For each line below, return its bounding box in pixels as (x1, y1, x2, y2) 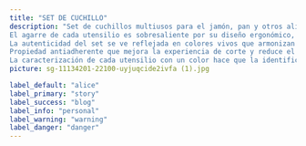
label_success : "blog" (9, 98, 96, 107)
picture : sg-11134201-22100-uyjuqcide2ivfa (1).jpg (9, 65, 209, 74)
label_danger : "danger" (9, 123, 100, 132)
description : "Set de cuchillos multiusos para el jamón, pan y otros (9, 22, 283, 31)
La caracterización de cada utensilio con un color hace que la (9, 56, 259, 65)
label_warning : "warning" (9, 115, 107, 124)
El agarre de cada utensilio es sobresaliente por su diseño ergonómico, (9, 30, 296, 39)
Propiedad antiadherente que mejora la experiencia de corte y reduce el (9, 47, 296, 57)
